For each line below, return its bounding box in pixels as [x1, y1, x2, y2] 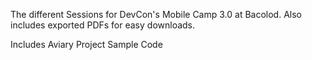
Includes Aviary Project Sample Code [10, 39, 163, 50]
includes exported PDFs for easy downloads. [10, 19, 196, 31]
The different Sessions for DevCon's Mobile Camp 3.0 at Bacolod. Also [10, 9, 302, 20]
